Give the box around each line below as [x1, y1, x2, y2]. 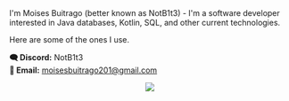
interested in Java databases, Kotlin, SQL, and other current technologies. [9, 18, 281, 28]
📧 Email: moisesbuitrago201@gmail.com [9, 65, 158, 75]
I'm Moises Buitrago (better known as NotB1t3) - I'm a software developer [9, 8, 281, 19]
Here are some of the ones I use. [9, 35, 130, 45]
